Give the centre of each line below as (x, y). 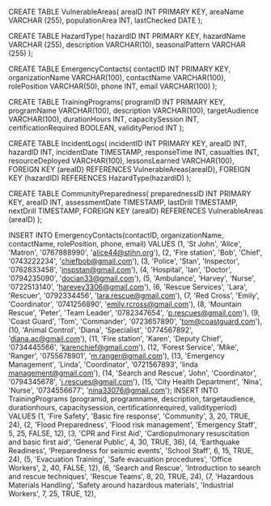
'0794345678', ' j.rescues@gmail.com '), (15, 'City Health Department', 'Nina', (135, 382)
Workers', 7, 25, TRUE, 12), (52, 493)
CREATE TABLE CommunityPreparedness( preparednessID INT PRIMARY (130, 193)
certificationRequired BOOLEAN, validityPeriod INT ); (96, 128)
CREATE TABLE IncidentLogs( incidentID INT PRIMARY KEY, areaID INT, (128, 144)
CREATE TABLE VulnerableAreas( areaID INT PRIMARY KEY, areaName (126, 12)
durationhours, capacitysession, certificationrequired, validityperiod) (123, 407)
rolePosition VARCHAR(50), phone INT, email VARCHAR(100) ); (113, 86)
